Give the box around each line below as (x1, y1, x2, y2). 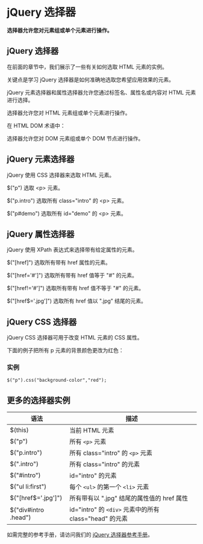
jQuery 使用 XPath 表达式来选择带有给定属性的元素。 (7, 246, 138, 253)
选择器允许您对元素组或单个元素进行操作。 (7, 27, 113, 34)
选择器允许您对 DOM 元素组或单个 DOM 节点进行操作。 (7, 134, 144, 142)
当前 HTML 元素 (69, 426, 114, 435)
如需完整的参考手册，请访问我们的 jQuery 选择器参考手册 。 (7, 531, 153, 539)
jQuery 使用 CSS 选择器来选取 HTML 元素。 (7, 171, 115, 179)
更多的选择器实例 (7, 395, 70, 405)
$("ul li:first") (10, 482, 47, 491)
